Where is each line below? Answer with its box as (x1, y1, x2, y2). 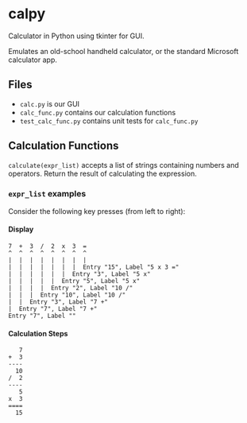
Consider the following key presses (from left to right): (8, 206, 186, 215)
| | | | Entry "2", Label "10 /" (8, 284, 133, 293)
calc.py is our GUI (19, 99, 80, 108)
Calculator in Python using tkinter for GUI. (8, 31, 145, 41)
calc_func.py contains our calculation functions (19, 107, 176, 117)
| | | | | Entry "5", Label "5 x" (8, 277, 141, 285)
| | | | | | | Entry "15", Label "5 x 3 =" (8, 263, 179, 271)
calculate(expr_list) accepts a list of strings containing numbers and (8, 160, 240, 169)
